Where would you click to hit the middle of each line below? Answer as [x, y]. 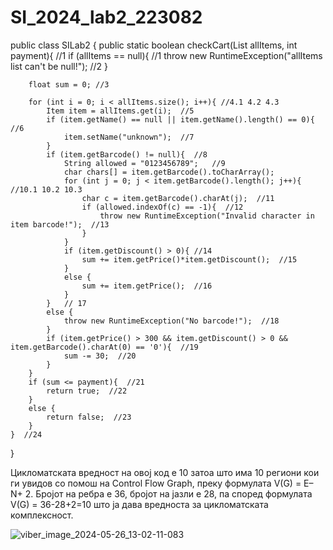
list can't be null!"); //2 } [59, 66]
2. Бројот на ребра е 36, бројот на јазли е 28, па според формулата [168, 493]
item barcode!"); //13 [60, 224]
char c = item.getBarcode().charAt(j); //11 [178, 198]
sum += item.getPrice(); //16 [147, 286]
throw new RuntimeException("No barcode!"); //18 [171, 321]
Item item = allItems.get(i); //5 [120, 111]
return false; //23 [89, 417]
